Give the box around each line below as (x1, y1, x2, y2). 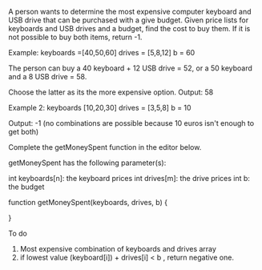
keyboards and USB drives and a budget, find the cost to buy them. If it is (8, 24, 251, 33)
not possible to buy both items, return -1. (8, 32, 143, 42)
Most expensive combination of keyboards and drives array (19, 244, 216, 253)
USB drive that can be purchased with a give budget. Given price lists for (8, 15, 249, 25)
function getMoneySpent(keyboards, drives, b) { (8, 198, 168, 207)
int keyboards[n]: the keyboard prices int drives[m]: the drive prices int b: (8, 174, 251, 183)
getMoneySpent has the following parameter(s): (8, 158, 167, 167)
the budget (8, 182, 45, 191)
